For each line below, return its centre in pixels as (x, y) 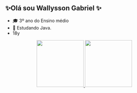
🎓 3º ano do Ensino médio (41, 20)
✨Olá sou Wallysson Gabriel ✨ (53, 8)
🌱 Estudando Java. (32, 27)
